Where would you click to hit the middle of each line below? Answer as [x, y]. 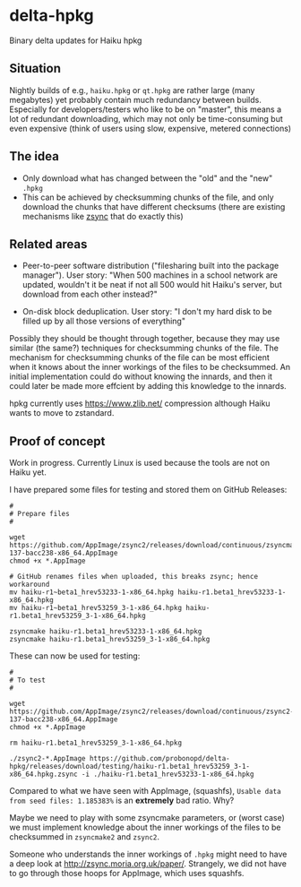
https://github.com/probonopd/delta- [159, 759]
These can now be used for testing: [75, 656]
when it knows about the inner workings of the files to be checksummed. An [150, 367]
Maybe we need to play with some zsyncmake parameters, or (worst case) [147, 818]
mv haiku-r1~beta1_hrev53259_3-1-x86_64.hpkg [95, 608]
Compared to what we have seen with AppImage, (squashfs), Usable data [145, 791]
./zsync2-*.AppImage [48, 759]
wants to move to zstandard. [62, 413]
